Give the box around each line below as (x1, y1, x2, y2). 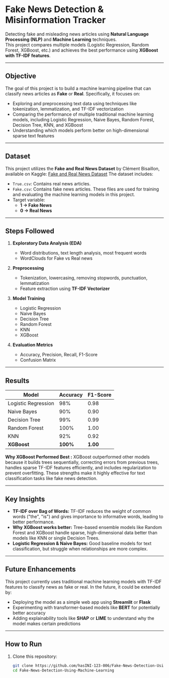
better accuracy (12, 610, 46, 616)
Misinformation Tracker (5, 14, 106, 26)
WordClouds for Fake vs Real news (20, 255, 93, 261)
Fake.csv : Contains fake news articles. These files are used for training (12, 186, 159, 192)
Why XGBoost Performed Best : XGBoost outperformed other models (5, 454, 150, 460)
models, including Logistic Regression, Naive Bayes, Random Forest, (12, 116, 155, 122)
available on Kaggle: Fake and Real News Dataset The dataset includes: (5, 171, 153, 177)
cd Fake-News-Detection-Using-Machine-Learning (12, 668, 114, 673)
